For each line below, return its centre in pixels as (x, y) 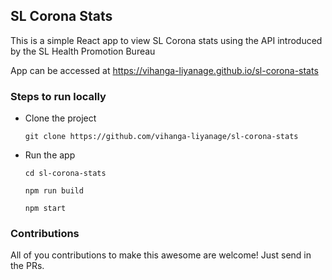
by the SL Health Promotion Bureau (83, 51)
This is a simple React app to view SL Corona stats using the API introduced (166, 40)
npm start (45, 209)
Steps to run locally (58, 96)
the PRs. (27, 266)
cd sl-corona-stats (65, 174)
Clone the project (60, 118)
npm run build (54, 191)
